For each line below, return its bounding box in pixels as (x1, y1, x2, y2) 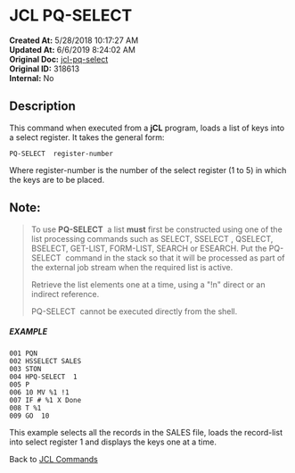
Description (9, 99, 76, 114)
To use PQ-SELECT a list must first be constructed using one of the (30, 224, 283, 235)
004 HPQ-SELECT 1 (9, 372, 78, 381)
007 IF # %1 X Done (9, 395, 82, 404)
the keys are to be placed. (9, 174, 105, 185)
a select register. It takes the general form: (9, 131, 165, 143)
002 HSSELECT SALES (9, 356, 82, 366)
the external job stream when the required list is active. (30, 261, 234, 272)
